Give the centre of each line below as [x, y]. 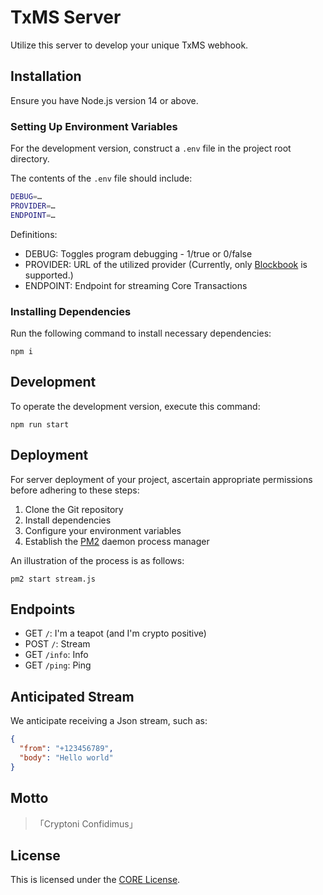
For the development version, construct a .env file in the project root [151, 148]
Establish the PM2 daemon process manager [117, 541]
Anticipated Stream [72, 696]
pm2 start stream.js [53, 579]
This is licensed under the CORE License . [95, 880]
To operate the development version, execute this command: [135, 406]
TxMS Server [66, 17]
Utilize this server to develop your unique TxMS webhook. [129, 45]
